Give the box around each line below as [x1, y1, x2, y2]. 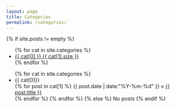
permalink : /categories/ [6, 19, 67, 25]
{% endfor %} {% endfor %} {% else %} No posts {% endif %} [14, 95, 166, 102]
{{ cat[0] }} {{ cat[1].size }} [14, 53, 79, 60]
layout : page [6, 8, 38, 15]
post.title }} [14, 89, 42, 96]
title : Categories [6, 14, 51, 20]
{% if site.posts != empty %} [6, 36, 75, 43]
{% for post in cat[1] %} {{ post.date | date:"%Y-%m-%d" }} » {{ [14, 83, 170, 90]
